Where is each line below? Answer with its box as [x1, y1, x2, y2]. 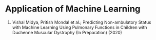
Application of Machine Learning [5, 3, 140, 14]
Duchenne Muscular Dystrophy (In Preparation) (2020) [12, 29, 122, 35]
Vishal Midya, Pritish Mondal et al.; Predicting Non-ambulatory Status [12, 19, 152, 25]
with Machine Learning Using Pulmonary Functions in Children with [12, 24, 147, 30]
